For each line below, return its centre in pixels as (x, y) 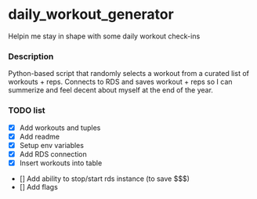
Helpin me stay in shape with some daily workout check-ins (104, 36)
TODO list (27, 110)
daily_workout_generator (91, 14)
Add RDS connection (53, 154)
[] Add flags (39, 186)
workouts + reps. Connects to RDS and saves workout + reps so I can (120, 82)
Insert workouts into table (61, 163)
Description (31, 56)
